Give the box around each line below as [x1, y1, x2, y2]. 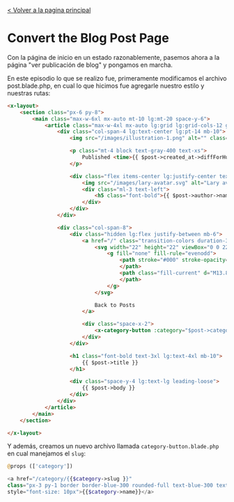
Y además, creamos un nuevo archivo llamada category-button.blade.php [7, 442, 219, 450]
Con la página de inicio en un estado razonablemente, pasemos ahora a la [7, 53, 220, 61]
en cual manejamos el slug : [7, 449, 86, 458]
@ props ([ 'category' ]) [7, 463, 73, 470]
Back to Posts [94, 301, 136, 308]
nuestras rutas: [7, 88, 51, 97]
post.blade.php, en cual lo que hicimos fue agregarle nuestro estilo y [7, 81, 205, 90]
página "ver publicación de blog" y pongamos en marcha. [7, 61, 173, 69]
